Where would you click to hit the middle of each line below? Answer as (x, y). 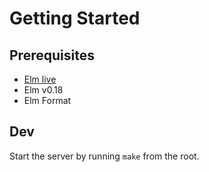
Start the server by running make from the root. (104, 156)
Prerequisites (52, 55)
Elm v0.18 (43, 90)
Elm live (40, 79)
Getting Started (75, 18)
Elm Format (47, 100)
